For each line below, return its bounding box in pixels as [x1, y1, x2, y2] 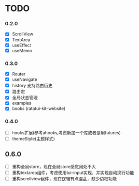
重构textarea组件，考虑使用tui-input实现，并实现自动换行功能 [12, 170, 134, 175]
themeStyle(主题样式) [12, 136, 55, 141]
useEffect [12, 42, 31, 48]
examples [12, 100, 31, 106]
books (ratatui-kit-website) [12, 106, 66, 111]
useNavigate [12, 77, 38, 82]
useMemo [12, 47, 32, 53]
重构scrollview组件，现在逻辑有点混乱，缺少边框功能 [12, 175, 117, 182]
